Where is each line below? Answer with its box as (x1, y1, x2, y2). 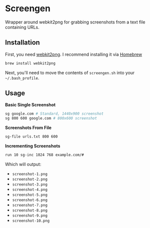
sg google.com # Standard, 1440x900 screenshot (5, 111, 104, 116)
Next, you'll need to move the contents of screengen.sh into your (5, 69, 135, 76)
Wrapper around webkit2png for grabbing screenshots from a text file (5, 19, 146, 25)
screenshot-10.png (12, 218, 50, 223)
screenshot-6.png (12, 197, 48, 203)
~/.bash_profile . (5, 75, 40, 81)
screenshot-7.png (12, 203, 48, 207)
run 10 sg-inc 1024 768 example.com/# (5, 152, 84, 158)
